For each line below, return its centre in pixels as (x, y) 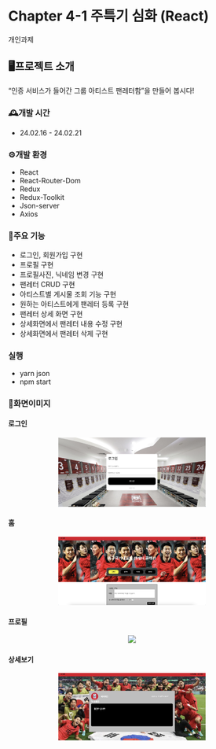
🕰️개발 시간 (29, 113)
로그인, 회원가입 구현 (51, 255)
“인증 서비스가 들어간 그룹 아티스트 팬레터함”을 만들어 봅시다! (101, 90)
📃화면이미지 (29, 404)
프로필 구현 (37, 264)
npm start (35, 382)
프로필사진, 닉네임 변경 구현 (62, 274)
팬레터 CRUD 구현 (47, 284)
